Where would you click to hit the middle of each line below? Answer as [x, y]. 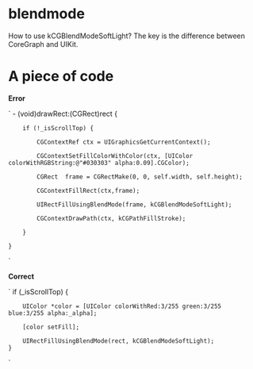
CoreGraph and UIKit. [43, 44]
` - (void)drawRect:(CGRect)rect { [63, 113]
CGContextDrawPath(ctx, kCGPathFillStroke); [111, 218]
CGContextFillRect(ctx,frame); [88, 190]
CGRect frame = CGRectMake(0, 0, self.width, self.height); [140, 177]
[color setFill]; [51, 327]
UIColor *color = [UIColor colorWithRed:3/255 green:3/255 [122, 306]
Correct [21, 276]
